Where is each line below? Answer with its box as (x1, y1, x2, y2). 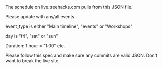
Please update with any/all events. (5, 14, 76, 19)
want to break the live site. (5, 58, 60, 64)
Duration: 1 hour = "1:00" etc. (5, 43, 65, 49)
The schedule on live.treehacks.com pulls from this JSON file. (5, 4, 133, 10)
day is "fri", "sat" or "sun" (5, 33, 58, 39)
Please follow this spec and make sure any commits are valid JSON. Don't (5, 52, 158, 58)
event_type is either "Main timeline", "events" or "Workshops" (5, 23, 133, 29)
